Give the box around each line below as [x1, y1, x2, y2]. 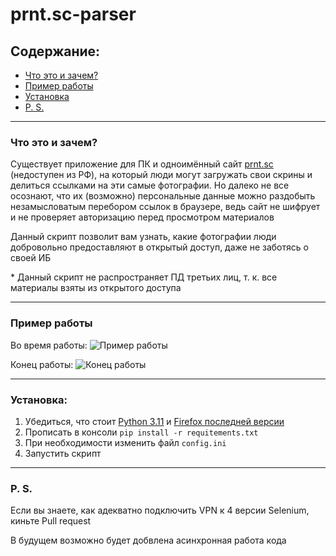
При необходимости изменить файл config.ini [24, 436, 227, 448]
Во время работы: [10, 339, 88, 351]
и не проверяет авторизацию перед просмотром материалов [10, 211, 275, 223]
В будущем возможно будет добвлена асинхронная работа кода [10, 534, 287, 547]
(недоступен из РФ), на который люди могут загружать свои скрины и [10, 169, 313, 181]
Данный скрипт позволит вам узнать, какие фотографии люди [10, 231, 277, 243]
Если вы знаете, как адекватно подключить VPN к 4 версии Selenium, [10, 504, 310, 517]
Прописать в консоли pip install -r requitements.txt [24, 426, 259, 438]
